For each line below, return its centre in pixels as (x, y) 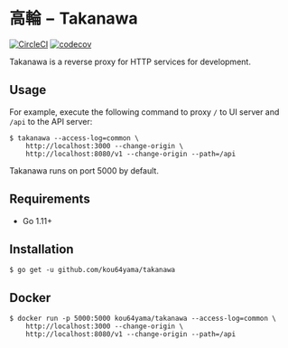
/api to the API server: (51, 121)
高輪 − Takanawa (74, 19)
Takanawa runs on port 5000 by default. (84, 170)
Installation (42, 249)
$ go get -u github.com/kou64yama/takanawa (93, 270)
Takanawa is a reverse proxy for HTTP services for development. (130, 61)
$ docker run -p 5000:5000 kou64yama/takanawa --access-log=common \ (143, 319)
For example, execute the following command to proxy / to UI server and (144, 112)
